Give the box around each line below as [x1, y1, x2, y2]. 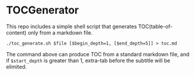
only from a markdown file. [28, 29, 93, 36]
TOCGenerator [6, 4, 79, 17]
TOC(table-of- [137, 23, 173, 30]
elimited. [6, 63, 27, 70]
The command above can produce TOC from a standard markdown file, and [6, 50, 190, 57]
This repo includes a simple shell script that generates [6, 23, 137, 30]
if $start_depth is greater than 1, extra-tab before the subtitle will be [6, 57, 170, 64]
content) [6, 29, 27, 36]
